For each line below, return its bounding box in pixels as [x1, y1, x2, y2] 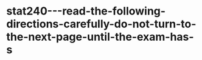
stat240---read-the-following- [6, 4, 166, 18]
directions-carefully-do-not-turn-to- [6, 17, 197, 31]
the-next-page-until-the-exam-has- [6, 30, 194, 44]
